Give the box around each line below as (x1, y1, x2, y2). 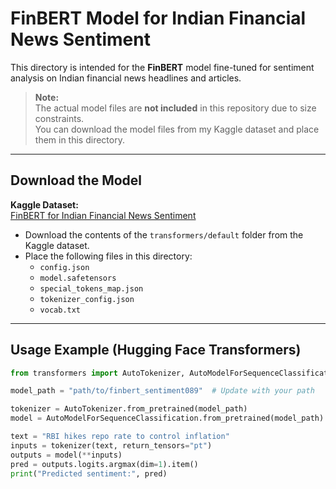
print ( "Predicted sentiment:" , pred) (10, 468, 168, 479)
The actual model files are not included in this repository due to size (34, 102, 317, 114)
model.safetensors (39, 273, 117, 283)
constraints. (34, 112, 85, 124)
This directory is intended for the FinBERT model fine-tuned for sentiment (10, 61, 315, 73)
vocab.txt (39, 305, 82, 315)
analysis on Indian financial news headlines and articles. (10, 72, 242, 84)
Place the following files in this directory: (24, 250, 193, 262)
